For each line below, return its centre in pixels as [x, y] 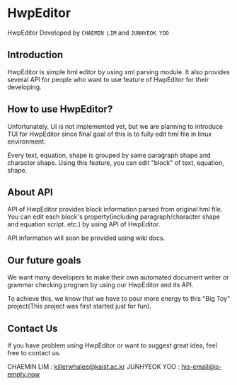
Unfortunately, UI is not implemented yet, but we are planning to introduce [115, 126]
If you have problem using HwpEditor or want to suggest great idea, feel [112, 345]
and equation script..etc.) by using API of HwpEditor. [84, 224]
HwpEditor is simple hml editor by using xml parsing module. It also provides [118, 71]
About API [30, 192]
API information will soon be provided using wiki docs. [86, 238]
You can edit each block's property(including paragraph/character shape [114, 217]
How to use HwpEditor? [60, 109]
